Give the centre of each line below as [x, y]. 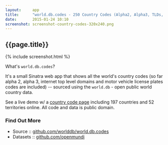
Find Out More [23, 120]
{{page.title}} [27, 44]
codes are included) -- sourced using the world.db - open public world [79, 87]
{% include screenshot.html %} [38, 57]
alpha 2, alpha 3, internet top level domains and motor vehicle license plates [84, 82]
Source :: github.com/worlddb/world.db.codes [61, 131]
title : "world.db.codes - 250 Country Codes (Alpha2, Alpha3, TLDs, [85, 15]
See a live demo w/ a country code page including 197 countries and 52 [80, 102]
